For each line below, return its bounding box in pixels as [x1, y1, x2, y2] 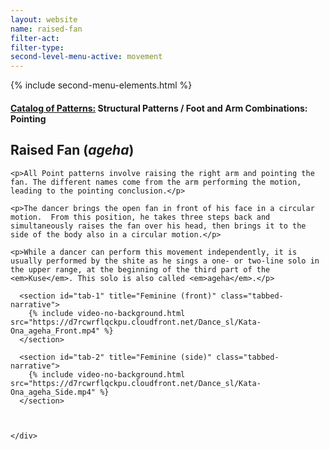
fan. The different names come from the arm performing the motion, [10, 177, 302, 187]
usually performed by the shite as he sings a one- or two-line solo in [10, 256, 320, 266]
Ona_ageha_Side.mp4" [10, 387, 97, 397]
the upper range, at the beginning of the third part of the [10, 264, 271, 275]
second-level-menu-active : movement [10, 52, 163, 62]
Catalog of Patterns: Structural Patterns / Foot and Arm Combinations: [10, 102, 308, 114]
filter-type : [10, 42, 65, 53]
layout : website [10, 14, 78, 25]
